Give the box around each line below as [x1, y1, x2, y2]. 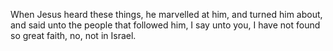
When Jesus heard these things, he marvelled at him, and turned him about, [10, 9, 323, 20]
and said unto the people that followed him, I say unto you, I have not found [10, 19, 321, 31]
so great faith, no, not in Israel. [10, 30, 137, 41]
